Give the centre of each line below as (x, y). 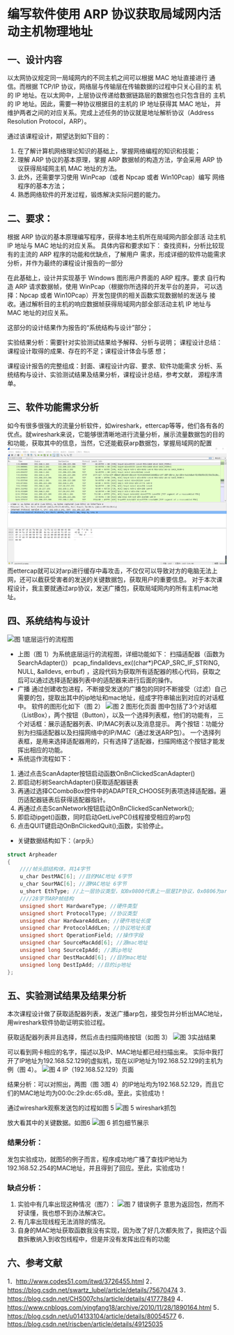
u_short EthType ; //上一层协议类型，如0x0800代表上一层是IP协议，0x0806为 (120, 891)
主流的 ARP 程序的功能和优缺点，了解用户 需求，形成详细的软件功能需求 (123, 254)
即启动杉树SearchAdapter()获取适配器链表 (78, 782)
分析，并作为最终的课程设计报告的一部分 (65, 263)
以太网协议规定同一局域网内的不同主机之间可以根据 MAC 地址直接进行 (107, 78)
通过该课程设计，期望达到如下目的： (59, 136)
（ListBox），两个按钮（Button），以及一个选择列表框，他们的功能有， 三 (120, 715)
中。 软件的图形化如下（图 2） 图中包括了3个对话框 (117, 706)
